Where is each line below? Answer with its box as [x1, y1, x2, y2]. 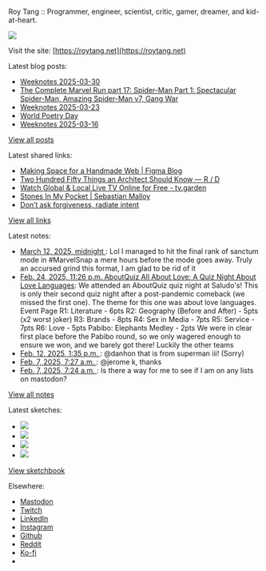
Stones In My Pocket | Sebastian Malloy [19, 191, 151, 201]
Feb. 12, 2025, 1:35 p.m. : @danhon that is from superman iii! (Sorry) [19, 348, 245, 358]
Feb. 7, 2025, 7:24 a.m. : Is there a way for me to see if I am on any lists [19, 366, 254, 375]
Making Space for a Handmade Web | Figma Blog [19, 166, 183, 175]
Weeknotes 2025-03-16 [19, 119, 99, 129]
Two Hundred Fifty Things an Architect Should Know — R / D [19, 175, 220, 183]
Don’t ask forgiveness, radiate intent [19, 200, 140, 209]
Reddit [19, 540, 42, 549]
